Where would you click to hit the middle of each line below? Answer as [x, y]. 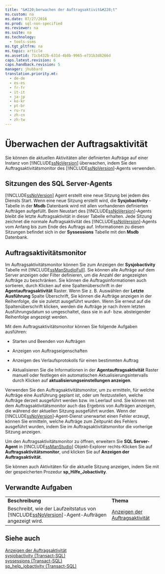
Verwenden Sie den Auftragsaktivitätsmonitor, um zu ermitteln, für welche [80, 390]
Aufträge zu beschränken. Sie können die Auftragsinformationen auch [76, 280]
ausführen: [16, 332]
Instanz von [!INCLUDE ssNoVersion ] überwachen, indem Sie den [71, 163]
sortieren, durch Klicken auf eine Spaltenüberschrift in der [64, 286]
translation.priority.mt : [31, 74]
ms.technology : [21, 37]
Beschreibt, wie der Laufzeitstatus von [52, 509]
